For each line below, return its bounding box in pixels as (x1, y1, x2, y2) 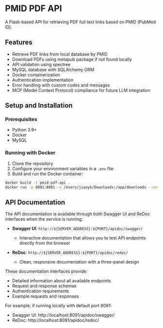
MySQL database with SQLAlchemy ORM (12, 67, 95, 72)
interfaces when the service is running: (5, 216, 83, 222)
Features (5, 38, 33, 47)
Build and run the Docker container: (12, 171, 83, 176)
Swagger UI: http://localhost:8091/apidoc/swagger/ (12, 312, 115, 318)
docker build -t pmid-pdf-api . (5, 180, 70, 185)
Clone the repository (12, 160, 53, 166)
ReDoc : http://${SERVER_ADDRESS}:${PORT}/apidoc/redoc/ (12, 250, 129, 256)
